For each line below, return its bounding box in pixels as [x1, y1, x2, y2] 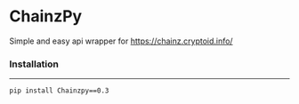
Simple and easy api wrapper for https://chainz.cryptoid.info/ [9, 36, 233, 46]
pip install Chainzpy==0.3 [9, 86, 109, 95]
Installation [9, 58, 60, 70]
